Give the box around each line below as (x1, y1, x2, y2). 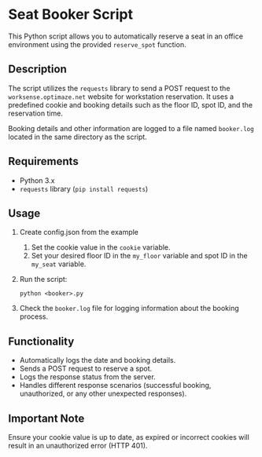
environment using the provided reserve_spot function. (8, 39, 186, 49)
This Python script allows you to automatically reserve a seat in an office (8, 31, 244, 41)
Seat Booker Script (8, 5, 134, 24)
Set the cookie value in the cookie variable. (31, 243, 171, 252)
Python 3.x (19, 175, 55, 185)
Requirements (8, 155, 79, 168)
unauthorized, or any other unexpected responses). (19, 389, 187, 398)
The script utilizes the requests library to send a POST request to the (8, 83, 231, 93)
